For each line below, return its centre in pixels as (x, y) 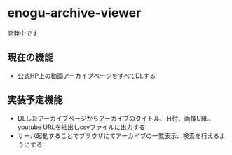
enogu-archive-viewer (74, 13)
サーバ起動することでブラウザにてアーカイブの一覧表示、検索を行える (118, 135)
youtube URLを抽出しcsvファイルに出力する (81, 127)
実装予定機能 (35, 100)
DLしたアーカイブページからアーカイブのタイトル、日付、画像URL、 (116, 118)
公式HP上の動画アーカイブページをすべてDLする (87, 76)
